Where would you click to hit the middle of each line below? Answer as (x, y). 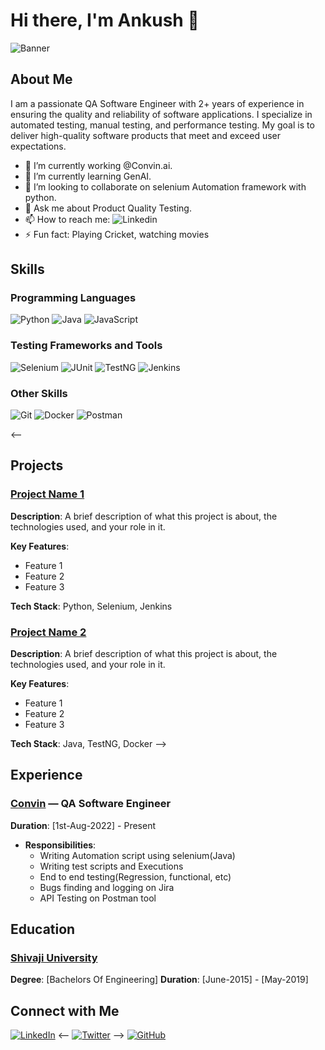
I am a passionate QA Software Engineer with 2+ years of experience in (157, 103)
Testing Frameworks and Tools (86, 346)
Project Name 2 (48, 632)
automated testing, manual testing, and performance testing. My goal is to (162, 125)
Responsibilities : (60, 845)
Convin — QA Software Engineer (91, 804)
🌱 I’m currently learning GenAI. (88, 176)
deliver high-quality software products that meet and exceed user (146, 135)
